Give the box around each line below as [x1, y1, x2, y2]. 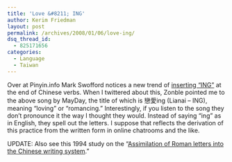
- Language [13, 55, 45, 62]
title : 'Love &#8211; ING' [7, 10, 85, 17]
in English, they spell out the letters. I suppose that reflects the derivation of [7, 118, 224, 127]
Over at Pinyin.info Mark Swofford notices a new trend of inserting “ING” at [7, 80, 222, 89]
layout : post [7, 23, 45, 30]
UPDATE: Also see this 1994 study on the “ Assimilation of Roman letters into [7, 139, 224, 147]
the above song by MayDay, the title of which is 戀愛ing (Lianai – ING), [7, 96, 208, 105]
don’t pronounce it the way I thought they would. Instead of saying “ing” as [7, 111, 222, 120]
